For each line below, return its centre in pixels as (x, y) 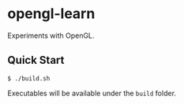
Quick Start (36, 60)
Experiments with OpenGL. (51, 35)
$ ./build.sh (29, 78)
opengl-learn (51, 14)
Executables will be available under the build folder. (92, 93)
